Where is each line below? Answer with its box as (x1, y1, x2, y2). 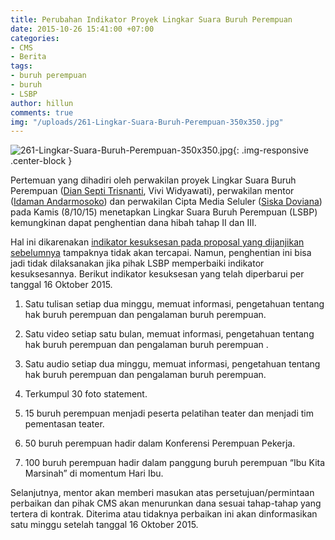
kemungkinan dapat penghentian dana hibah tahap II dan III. (10, 217, 257, 229)
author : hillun (10, 98, 74, 108)
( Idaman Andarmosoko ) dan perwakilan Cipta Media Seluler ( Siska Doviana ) (10, 196, 323, 208)
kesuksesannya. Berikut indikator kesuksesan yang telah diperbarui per (10, 268, 305, 280)
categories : (10, 33, 60, 43)
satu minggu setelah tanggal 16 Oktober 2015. (10, 519, 199, 531)
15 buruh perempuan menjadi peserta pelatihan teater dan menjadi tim (24, 407, 314, 420)
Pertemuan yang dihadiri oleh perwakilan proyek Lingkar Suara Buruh (10, 174, 297, 186)
